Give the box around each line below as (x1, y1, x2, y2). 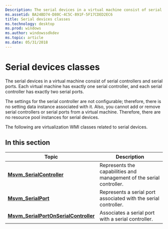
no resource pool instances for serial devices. (5, 114, 99, 120)
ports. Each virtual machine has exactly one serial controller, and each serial (5, 83, 162, 89)
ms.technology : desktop (5, 21, 55, 26)
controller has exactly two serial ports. (5, 88, 84, 94)
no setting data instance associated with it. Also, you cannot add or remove (5, 103, 160, 109)
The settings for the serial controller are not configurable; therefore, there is (5, 98, 161, 104)
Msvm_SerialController (7, 171, 64, 178)
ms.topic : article (5, 35, 43, 40)
